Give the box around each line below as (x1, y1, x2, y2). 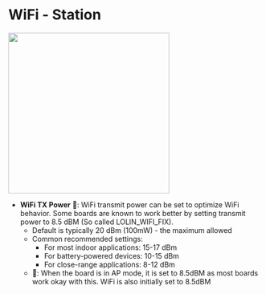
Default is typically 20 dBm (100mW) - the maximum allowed (31, 225, 233, 235)
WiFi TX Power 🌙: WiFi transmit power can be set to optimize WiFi (19, 199, 239, 210)
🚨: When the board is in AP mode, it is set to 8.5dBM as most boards (31, 267, 259, 278)
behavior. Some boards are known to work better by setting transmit (19, 208, 247, 218)
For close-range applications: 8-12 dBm (43, 259, 175, 269)
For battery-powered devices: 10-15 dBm (43, 251, 179, 260)
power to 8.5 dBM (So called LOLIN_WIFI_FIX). (19, 217, 174, 227)
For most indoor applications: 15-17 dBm (43, 243, 178, 252)
